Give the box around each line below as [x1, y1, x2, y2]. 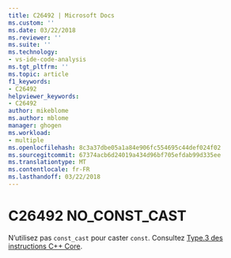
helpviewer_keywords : [8, 92, 80, 100]
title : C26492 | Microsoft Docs [8, 11, 115, 20]
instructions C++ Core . [8, 241, 83, 251]
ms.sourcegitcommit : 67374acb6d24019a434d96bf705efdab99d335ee [8, 151, 222, 159]
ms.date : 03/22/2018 [8, 26, 77, 34]
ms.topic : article [8, 70, 69, 78]
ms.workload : [8, 129, 51, 136]
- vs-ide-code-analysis [8, 56, 87, 64]
